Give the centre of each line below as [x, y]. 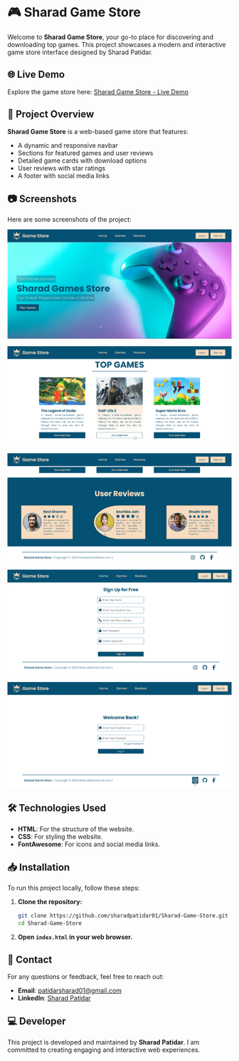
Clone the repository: [50, 902]
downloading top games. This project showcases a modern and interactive [117, 44]
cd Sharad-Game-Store [49, 923]
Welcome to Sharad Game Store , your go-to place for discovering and [110, 37]
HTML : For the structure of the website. [76, 829]
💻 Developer [37, 1021]
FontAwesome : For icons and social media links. [89, 844]
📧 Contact [30, 959]
